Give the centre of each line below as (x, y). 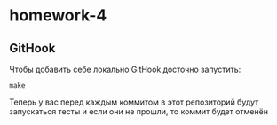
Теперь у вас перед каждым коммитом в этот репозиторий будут (134, 102)
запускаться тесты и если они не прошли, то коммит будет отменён (139, 111)
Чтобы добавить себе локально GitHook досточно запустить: (125, 69)
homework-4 (58, 16)
